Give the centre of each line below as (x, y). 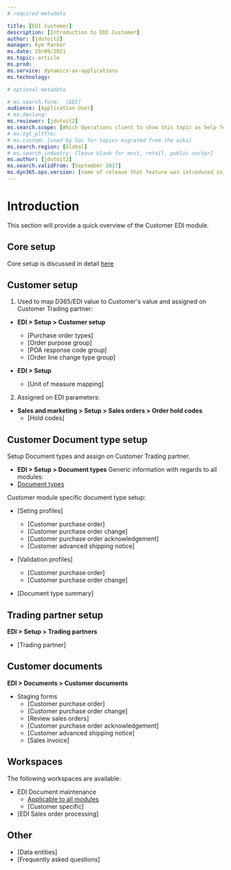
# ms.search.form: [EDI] (44, 102)
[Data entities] (37, 852)
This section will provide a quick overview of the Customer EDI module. (108, 225)
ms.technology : (29, 77)
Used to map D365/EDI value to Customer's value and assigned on (112, 302)
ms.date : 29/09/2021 (37, 52)
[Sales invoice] (48, 740)
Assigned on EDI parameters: (58, 398)
